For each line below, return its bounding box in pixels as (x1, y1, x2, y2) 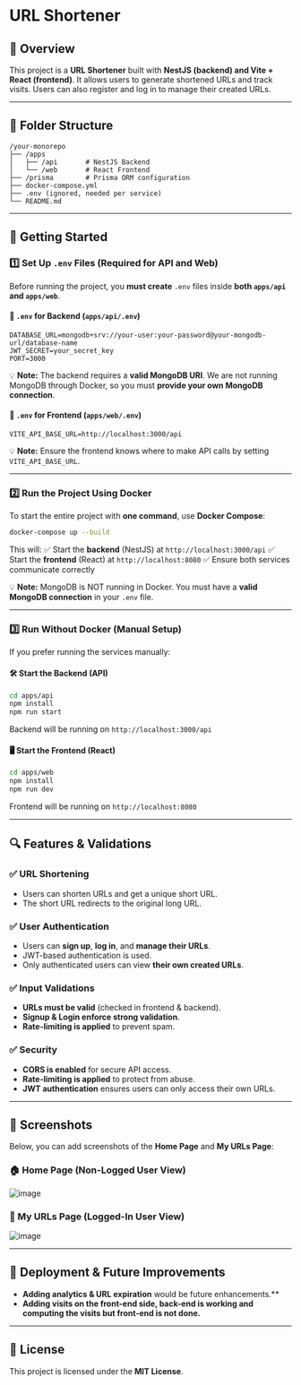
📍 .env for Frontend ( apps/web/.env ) (9, 409, 142, 421)
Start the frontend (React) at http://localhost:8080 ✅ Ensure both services (9, 555, 290, 565)
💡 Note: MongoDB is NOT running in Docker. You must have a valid (9, 581, 258, 592)
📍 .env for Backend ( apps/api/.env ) (9, 311, 141, 322)
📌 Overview (9, 41, 75, 56)
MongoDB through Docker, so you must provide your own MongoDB (9, 380, 263, 391)
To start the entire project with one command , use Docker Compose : (9, 511, 266, 521)
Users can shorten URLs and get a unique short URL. (21, 888, 218, 899)
